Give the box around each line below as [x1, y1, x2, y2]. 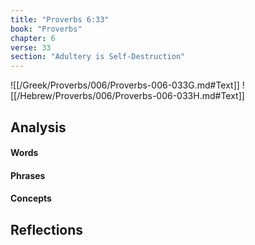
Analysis [10, 119, 67, 136]
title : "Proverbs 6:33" [10, 14, 110, 25]
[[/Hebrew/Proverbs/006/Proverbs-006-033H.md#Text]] [10, 90, 245, 102]
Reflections [10, 221, 84, 238]
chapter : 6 [10, 33, 56, 43]
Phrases [10, 169, 46, 181]
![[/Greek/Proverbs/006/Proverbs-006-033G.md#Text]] [10, 79, 240, 91]
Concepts [10, 192, 52, 205]
